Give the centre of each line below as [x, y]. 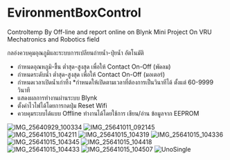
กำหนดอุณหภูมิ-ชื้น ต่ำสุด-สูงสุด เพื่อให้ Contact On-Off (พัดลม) [94, 66]
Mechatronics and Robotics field [53, 39]
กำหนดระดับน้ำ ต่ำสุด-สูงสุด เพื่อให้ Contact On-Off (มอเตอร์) [91, 74]
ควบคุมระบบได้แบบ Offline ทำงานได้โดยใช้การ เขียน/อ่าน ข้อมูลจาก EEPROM [108, 113]
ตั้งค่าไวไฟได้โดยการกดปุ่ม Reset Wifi [62, 105]
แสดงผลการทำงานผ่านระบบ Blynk [57, 98]
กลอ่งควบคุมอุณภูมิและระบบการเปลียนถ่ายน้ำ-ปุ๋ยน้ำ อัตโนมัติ [76, 53]
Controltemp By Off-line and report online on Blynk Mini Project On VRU [110, 32]
